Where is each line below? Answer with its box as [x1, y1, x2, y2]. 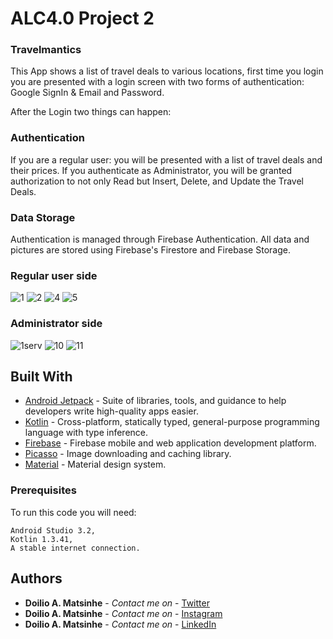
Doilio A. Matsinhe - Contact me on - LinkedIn [24, 618, 217, 630]
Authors [10, 570, 63, 587]
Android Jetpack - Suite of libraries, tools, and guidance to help [24, 395, 287, 407]
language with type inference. [24, 427, 149, 439]
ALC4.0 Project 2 [10, 7, 155, 30]
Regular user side [10, 269, 98, 282]
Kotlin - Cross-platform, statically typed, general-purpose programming [24, 416, 320, 428]
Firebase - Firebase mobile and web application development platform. [24, 437, 317, 449]
